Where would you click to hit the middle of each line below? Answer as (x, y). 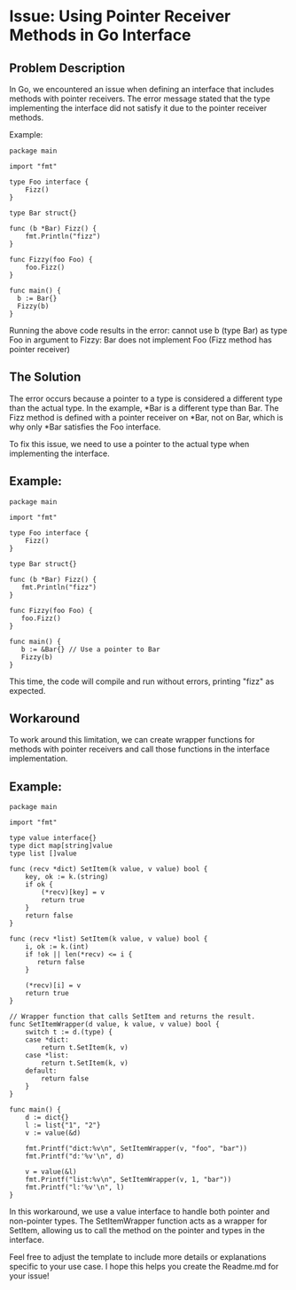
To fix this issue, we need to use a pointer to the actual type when (129, 444)
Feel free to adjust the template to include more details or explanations (138, 1257)
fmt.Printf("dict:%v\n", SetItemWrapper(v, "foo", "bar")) (136, 1149)
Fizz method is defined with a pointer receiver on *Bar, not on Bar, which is (146, 417)
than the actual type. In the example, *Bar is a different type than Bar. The (144, 408)
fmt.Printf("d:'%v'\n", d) (75, 1156)
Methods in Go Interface (101, 35)
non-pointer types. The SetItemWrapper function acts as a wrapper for (138, 1221)
